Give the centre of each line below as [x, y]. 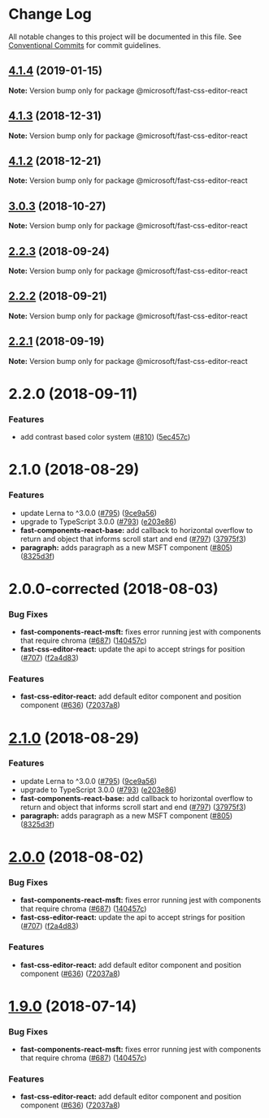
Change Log [50, 14]
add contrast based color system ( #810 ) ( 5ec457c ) [105, 437]
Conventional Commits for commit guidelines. [85, 45]
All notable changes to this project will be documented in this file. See [125, 37]
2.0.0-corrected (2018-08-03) [113, 589]
